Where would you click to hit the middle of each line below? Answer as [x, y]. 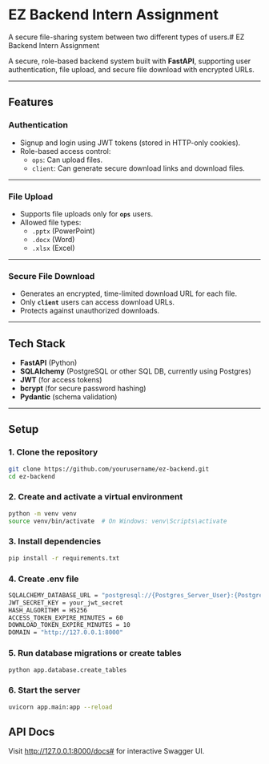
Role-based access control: [65, 151]
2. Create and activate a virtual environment [96, 497]
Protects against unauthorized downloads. [90, 311]
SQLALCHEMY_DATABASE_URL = [53, 595]
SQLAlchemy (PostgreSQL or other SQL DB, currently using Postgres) [136, 371]
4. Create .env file [44, 579]
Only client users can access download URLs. [97, 302]
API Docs [32, 732]
